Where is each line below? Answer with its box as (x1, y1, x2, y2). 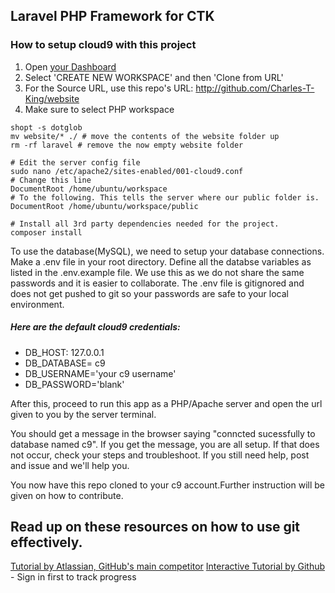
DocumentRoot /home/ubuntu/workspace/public (10, 201, 199, 211)
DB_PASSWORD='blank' (24, 378, 125, 390)
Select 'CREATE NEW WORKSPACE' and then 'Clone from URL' (24, 71, 284, 83)
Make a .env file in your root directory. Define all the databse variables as (10, 255, 312, 268)
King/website (24, 92, 80, 104)
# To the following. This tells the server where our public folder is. (10, 192, 320, 203)
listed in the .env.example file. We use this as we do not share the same (10, 266, 305, 278)
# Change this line (10, 175, 92, 185)
